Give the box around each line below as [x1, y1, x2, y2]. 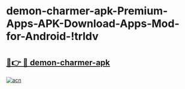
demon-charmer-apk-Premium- [6, 4, 168, 18]
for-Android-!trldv [6, 30, 99, 43]
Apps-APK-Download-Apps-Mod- [6, 17, 180, 30]
